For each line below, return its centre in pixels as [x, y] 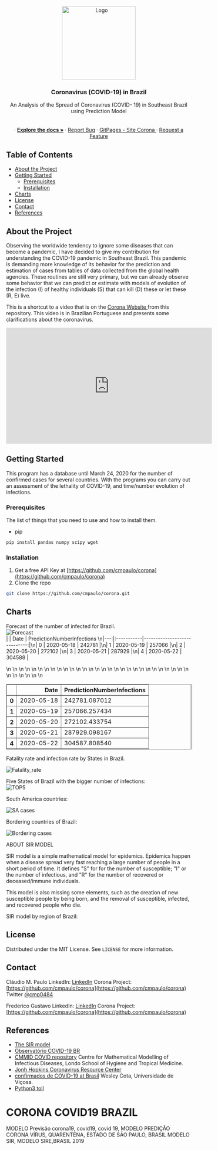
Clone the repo [33, 583]
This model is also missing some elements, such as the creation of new [92, 892]
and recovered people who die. [44, 905]
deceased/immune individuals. [43, 881]
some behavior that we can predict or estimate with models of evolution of [96, 283]
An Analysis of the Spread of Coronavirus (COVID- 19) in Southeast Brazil [99, 105]
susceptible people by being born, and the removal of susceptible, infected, [98, 898]
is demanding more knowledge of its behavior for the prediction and [88, 264]
